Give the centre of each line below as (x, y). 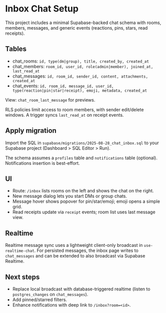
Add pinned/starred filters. (40, 299)
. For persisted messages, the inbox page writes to (86, 250)
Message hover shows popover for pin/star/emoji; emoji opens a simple (86, 201)
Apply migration (31, 131)
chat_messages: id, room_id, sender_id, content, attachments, (80, 76)
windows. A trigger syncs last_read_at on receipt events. (64, 115)
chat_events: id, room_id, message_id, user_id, (63, 86)
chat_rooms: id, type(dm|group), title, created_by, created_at (80, 61)
